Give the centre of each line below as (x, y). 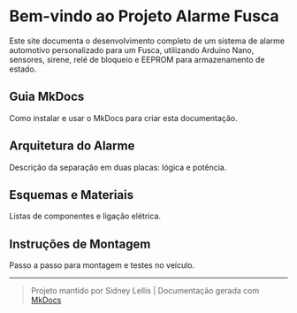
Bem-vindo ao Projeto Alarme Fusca (145, 16)
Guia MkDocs (47, 97)
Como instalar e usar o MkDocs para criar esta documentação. (123, 118)
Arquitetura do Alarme (72, 146)
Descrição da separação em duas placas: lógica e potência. (118, 167)
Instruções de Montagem (80, 244)
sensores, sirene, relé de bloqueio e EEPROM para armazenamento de (137, 59)
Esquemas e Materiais (72, 195)
